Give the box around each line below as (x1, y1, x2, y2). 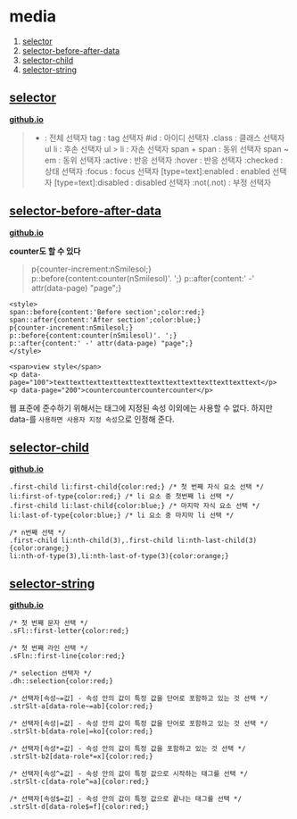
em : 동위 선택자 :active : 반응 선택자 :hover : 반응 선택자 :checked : (44, 155, 284, 165)
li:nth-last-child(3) (177, 536, 257, 546)
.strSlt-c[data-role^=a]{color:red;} (9, 777, 150, 787)
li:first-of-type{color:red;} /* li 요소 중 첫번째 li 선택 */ (9, 492, 235, 501)
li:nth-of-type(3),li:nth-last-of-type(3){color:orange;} (9, 552, 229, 561)
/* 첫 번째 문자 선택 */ (9, 619, 89, 628)
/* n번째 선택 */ (9, 529, 67, 538)
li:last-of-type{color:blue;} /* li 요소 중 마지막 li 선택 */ (9, 511, 235, 520)
